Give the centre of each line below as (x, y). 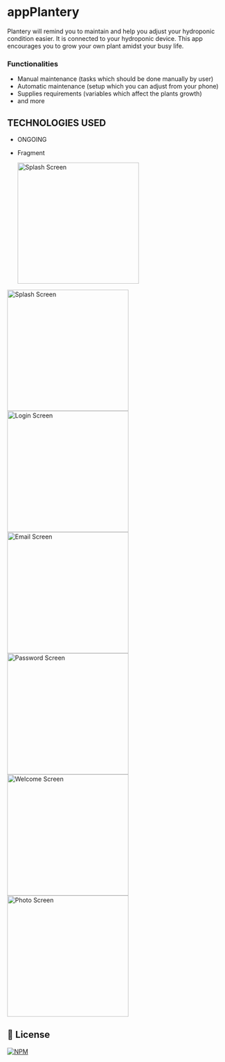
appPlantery (43, 12)
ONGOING (32, 140)
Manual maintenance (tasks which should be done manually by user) (115, 79)
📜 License (29, 1035)
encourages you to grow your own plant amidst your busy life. (96, 46)
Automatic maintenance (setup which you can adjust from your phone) (118, 87)
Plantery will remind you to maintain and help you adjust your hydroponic (111, 31)
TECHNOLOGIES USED (56, 123)
